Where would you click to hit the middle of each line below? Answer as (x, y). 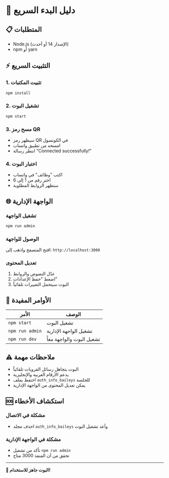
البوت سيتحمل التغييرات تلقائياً (41, 284)
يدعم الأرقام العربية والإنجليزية (41, 374)
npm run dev (23, 339)
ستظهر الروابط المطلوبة (36, 185)
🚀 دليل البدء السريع (40, 10)
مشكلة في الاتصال (26, 415)
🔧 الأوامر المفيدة (28, 300)
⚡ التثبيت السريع (28, 66)
